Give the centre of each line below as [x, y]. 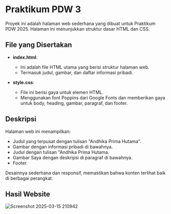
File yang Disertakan [39, 45]
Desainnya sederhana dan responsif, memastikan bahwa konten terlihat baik [86, 173]
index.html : [25, 57]
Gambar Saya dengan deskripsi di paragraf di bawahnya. [72, 157]
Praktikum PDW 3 [43, 9]
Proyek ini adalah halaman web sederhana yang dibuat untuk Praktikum [80, 23]
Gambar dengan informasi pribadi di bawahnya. [63, 147]
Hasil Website [28, 194]
